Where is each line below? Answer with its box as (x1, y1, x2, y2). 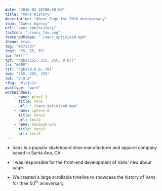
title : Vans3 (18, 126, 45, 131)
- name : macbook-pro (14, 122, 56, 127)
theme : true (5, 39, 30, 44)
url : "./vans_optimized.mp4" (18, 104, 79, 109)
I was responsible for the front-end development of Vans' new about (12, 159, 152, 165)
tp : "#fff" (5, 53, 28, 58)
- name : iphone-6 (14, 108, 50, 114)
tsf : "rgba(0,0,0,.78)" (5, 67, 54, 72)
